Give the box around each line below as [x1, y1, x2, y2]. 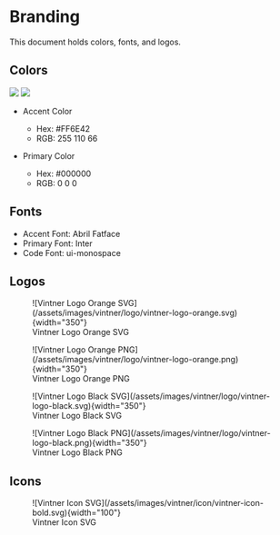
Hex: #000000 [35, 168, 92, 179]
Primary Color [22, 150, 75, 161]
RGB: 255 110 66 [35, 133, 98, 144]
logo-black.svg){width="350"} [32, 401, 146, 411]
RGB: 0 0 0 [35, 177, 77, 188]
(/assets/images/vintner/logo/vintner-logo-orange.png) [32, 354, 239, 365]
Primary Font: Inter [22, 238, 93, 249]
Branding [9, 6, 80, 27]
